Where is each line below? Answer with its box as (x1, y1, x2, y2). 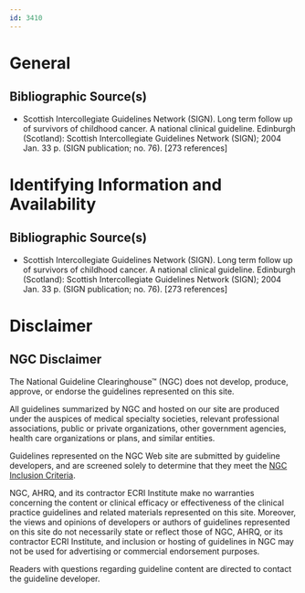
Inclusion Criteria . (9, 470, 76, 481)
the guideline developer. (9, 573, 100, 584)
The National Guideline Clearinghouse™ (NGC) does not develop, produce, (9, 376, 289, 387)
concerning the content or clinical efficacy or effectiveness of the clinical (9, 497, 285, 508)
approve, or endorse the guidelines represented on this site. (9, 386, 235, 397)
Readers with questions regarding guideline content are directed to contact (9, 563, 292, 574)
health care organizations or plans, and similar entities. (9, 432, 216, 443)
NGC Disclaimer (9, 352, 102, 367)
